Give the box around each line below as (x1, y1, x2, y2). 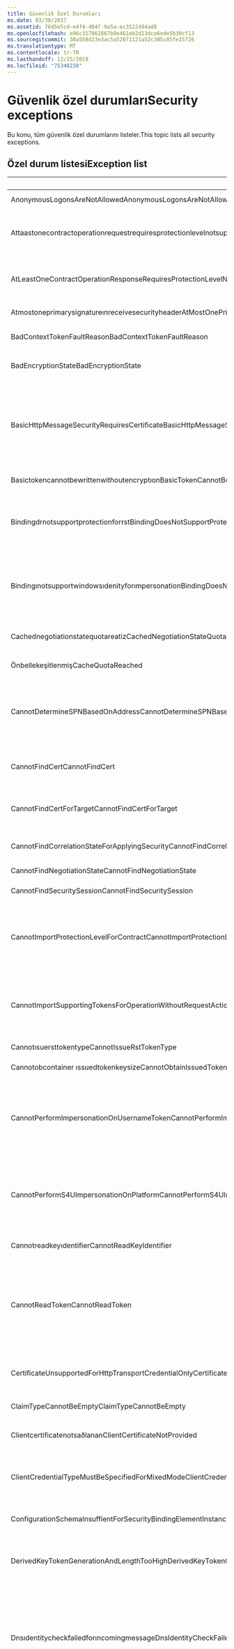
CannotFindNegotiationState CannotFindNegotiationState (10, 866, 196, 876)
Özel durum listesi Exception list (7, 158, 148, 170)
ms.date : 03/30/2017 (7, 17, 68, 24)
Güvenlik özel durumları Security (7, 92, 198, 108)
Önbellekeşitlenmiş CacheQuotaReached (10, 661, 143, 670)
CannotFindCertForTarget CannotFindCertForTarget (10, 804, 178, 814)
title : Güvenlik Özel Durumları (7, 10, 101, 17)
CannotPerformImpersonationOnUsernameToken (10, 1113, 171, 1123)
